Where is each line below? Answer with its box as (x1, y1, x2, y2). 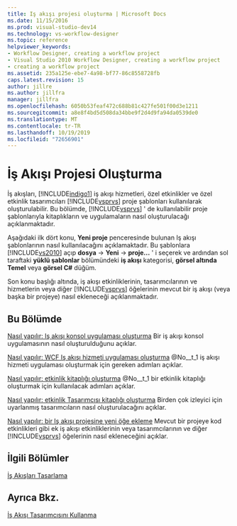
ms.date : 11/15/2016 (7, 17, 69, 24)
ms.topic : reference (7, 37, 69, 44)
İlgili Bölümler (7, 452, 70, 464)
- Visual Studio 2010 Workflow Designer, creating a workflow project (7, 57, 221, 64)
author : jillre (7, 83, 53, 90)
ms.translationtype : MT (7, 116, 78, 123)
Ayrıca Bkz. (7, 492, 60, 504)
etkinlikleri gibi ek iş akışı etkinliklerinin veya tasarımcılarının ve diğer (7, 425, 208, 432)
